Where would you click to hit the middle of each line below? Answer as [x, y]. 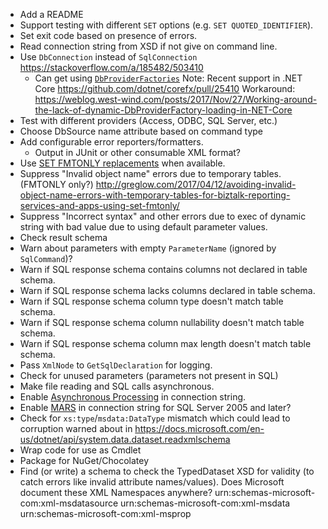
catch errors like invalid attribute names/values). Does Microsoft [152, 482]
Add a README [51, 14]
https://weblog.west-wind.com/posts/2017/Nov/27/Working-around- [176, 99]
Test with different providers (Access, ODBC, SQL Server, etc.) [148, 120]
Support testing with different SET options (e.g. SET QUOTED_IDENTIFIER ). [166, 25]
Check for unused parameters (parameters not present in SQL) [149, 375]
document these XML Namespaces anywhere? [116, 492]
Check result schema [63, 237]
